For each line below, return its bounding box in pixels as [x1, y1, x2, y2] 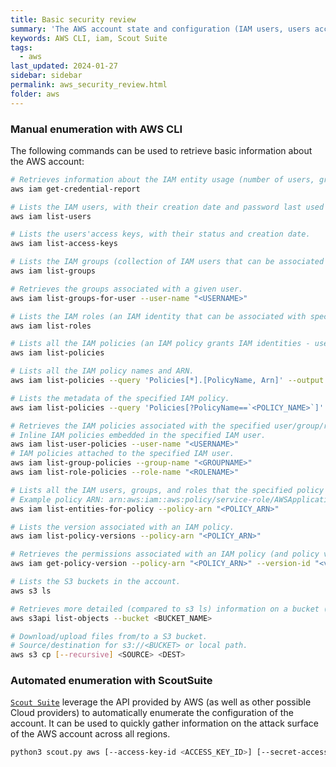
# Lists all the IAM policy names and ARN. [10, 366, 195, 376]
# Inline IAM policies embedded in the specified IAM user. [10, 430, 267, 440]
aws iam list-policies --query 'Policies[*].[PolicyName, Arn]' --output [10, 376, 325, 386]
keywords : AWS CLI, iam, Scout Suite [10, 33, 168, 43]
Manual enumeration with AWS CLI [10, 122, 183, 136]
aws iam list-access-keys [10, 239, 118, 249]
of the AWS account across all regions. [10, 728, 171, 740]
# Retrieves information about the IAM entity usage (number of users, [10, 174, 315, 185]
